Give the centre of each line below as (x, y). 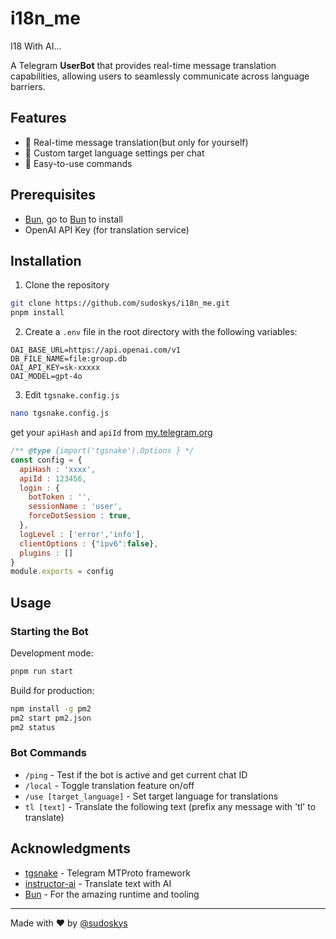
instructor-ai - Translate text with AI (98, 883)
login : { (39, 488)
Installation (46, 260)
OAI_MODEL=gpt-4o (46, 377)
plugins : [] (46, 553)
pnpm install (37, 313)
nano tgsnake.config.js (60, 413)
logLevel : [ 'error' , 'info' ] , (82, 534)
